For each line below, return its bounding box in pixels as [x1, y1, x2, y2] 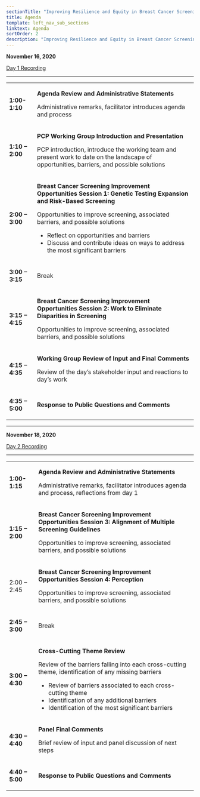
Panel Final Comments [38, 725, 104, 733]
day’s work [36, 376, 67, 383]
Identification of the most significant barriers [48, 704, 173, 712]
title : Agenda [6, 14, 42, 20]
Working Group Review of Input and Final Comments [36, 355, 189, 362]
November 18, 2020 [6, 431, 57, 438]
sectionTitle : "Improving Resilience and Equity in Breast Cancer [6, 8, 174, 15]
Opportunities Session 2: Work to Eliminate [36, 304, 162, 312]
